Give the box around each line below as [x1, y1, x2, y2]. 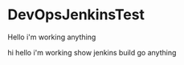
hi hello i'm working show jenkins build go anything [7, 47, 177, 57]
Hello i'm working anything [7, 32, 96, 42]
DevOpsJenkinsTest [7, 6, 145, 24]
